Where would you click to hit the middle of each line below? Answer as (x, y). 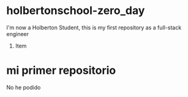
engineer (18, 34)
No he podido (24, 87)
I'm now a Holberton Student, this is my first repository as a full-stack (94, 27)
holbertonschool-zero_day (76, 11)
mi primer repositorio (61, 70)
